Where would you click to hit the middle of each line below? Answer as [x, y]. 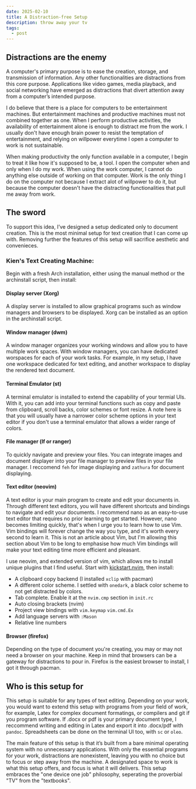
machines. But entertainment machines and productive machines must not [96, 114]
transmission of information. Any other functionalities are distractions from [96, 78]
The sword [26, 213]
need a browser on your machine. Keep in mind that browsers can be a [92, 656]
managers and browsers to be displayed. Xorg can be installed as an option [97, 313]
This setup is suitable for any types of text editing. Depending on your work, [98, 701]
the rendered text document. [41, 370]
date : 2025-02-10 [27, 11]
